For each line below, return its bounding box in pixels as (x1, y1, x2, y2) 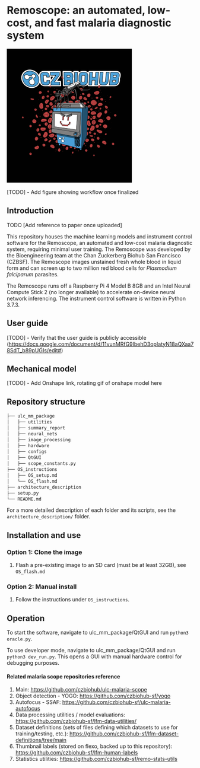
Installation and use (7, 530, 81, 540)
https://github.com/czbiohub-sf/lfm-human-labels (15, 749, 138, 756)
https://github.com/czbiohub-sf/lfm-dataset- (69, 730, 179, 737)
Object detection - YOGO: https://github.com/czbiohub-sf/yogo (15, 692, 171, 700)
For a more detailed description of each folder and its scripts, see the (7, 506, 176, 514)
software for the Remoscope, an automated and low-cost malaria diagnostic (7, 239, 193, 246)
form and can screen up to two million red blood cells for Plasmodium (7, 265, 177, 272)
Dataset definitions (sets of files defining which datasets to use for (15, 724, 179, 731)
